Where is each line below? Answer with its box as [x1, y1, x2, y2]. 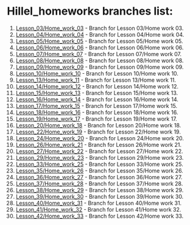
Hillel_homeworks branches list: [7, 4, 173, 18]
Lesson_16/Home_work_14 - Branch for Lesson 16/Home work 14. [15, 96, 179, 103]
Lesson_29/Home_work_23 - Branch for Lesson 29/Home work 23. [15, 154, 184, 161]
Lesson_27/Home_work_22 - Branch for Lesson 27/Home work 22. [15, 148, 183, 155]
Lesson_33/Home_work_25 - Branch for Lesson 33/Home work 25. [15, 160, 183, 168]
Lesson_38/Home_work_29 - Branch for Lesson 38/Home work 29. [15, 186, 184, 193]
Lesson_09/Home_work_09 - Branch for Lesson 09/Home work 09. [15, 63, 184, 71]
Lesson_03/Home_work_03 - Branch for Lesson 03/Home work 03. [15, 24, 184, 32]
